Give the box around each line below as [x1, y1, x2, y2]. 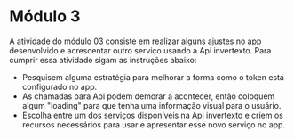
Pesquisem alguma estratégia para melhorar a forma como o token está [21, 71, 284, 82]
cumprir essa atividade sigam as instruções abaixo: [9, 54, 197, 65]
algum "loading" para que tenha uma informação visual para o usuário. [21, 100, 282, 110]
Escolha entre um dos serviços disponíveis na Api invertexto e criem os [21, 110, 284, 120]
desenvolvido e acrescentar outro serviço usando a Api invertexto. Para [9, 45, 272, 55]
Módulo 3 [9, 6, 81, 27]
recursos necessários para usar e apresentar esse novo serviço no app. [21, 119, 286, 130]
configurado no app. [21, 81, 98, 92]
